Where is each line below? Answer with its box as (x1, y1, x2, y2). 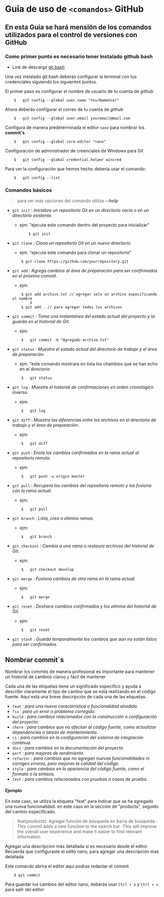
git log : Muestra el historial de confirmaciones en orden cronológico (12, 384, 154, 390)
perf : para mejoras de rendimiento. (12, 750, 85, 756)
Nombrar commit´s (5, 656, 64, 664)
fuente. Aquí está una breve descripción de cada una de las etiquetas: (5, 693, 147, 699)
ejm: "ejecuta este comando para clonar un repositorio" (19, 250, 132, 256)
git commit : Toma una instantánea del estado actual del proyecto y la (12, 313, 155, 319)
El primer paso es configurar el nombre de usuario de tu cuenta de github (5, 88, 153, 94)
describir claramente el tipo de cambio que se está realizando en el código (5, 688, 156, 694)
